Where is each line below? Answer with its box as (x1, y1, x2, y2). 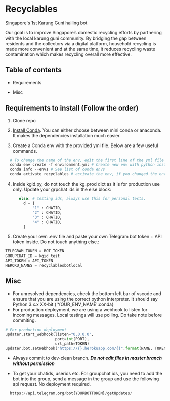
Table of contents (5, 66, 62, 75)
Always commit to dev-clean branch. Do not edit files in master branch (12, 355, 162, 361)
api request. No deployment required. (12, 381, 91, 387)
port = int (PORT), (55, 337, 90, 342)
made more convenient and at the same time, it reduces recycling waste (5, 46, 156, 52)
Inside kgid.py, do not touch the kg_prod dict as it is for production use (12, 181, 160, 187)
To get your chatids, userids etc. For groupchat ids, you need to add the (12, 370, 163, 376)
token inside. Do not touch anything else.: (12, 239, 100, 245)
